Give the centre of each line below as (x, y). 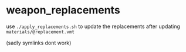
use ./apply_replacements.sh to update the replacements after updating (93, 26)
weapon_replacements (63, 10)
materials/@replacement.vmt (40, 32)
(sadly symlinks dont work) (39, 43)
